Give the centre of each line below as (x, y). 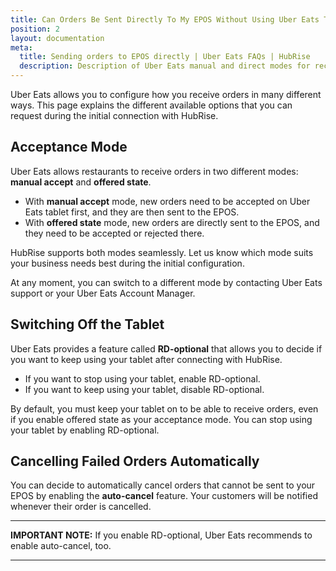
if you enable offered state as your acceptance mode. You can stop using (161, 419)
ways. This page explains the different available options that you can (151, 105)
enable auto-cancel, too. (61, 546)
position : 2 (35, 29)
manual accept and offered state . (81, 182)
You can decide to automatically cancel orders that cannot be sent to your (163, 485)
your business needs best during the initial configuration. (127, 263)
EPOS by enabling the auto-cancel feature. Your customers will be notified (164, 496)
